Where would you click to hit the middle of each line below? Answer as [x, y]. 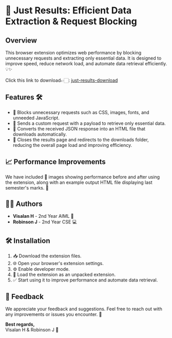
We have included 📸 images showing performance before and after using [83, 177]
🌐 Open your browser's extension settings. [58, 264]
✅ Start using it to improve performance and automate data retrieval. [85, 280]
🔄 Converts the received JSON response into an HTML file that [79, 128]
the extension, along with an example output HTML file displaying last [79, 182]
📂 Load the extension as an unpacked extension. [64, 275]
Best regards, [20, 324]
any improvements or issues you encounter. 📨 [54, 314]
